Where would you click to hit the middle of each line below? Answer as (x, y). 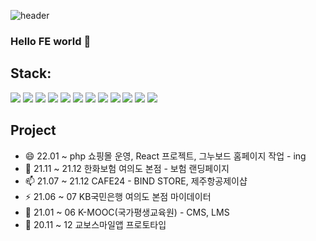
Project (33, 130)
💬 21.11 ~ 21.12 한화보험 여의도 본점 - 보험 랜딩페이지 (127, 168)
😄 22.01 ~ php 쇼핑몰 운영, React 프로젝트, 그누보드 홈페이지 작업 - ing (165, 156)
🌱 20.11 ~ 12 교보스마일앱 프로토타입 (95, 224)
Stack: (31, 73)
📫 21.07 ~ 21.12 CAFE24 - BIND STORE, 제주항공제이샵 (136, 181)
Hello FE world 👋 (51, 41)
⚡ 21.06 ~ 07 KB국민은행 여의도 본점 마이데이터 (118, 196)
